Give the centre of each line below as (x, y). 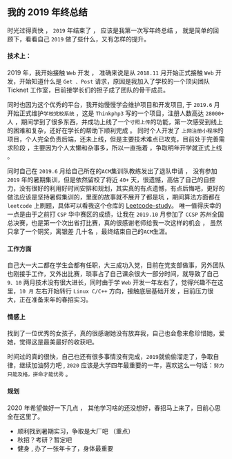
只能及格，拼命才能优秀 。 (39, 374)
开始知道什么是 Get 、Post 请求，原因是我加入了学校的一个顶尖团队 (115, 81)
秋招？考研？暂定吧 (45, 440)
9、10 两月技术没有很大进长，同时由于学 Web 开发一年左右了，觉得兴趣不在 (112, 282)
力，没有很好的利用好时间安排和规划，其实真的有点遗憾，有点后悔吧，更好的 (116, 188)
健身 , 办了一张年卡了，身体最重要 (65, 448)
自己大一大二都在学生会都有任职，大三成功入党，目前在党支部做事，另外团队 (116, 265)
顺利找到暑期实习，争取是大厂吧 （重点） (76, 431)
